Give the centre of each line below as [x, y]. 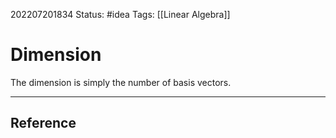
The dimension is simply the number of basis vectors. [121, 82]
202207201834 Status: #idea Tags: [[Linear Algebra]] [120, 14]
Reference [43, 123]
